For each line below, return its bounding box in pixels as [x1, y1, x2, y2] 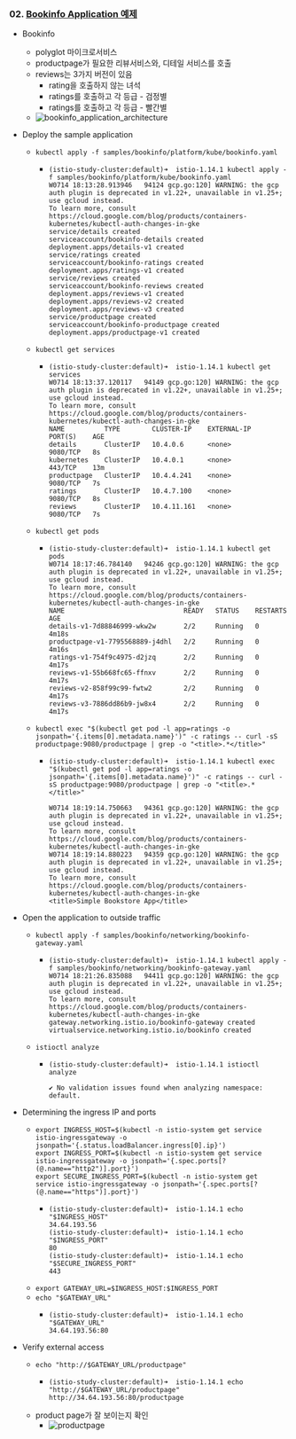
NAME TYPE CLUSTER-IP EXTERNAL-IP [48, 425, 252, 434]
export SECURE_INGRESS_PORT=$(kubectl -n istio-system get [35, 1172, 259, 1181]
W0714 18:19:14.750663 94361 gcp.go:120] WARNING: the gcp [48, 804, 279, 813]
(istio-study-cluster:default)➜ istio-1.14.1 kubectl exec [48, 757, 276, 766]
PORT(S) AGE [48, 433, 105, 442]
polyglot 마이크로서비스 [35, 47, 118, 58]
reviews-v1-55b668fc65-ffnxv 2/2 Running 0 [48, 669, 260, 677]
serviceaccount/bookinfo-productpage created [48, 321, 220, 330]
